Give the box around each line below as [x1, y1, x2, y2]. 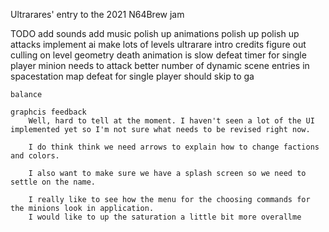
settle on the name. [10, 177, 97, 187]
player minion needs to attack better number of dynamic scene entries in [10, 60, 310, 71]
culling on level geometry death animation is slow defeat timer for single [10, 49, 307, 61]
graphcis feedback [10, 107, 87, 117]
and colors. [10, 151, 60, 161]
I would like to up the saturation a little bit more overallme [28, 212, 302, 222]
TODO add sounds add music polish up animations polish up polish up [10, 28, 300, 39]
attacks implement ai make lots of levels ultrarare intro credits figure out [10, 39, 307, 50]
